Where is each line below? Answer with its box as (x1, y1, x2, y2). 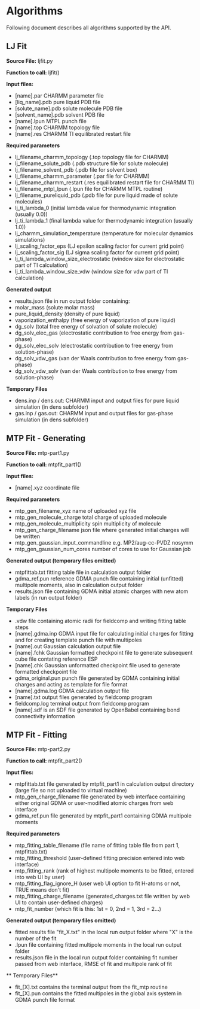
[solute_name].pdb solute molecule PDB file (14, 105, 123, 112)
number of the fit (14, 935, 57, 942)
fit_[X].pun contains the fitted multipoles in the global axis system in (14, 990, 182, 997)
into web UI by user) (14, 874, 65, 881)
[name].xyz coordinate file (14, 484, 80, 491)
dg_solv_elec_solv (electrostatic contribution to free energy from (14, 342, 173, 349)
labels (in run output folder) (14, 594, 82, 601)
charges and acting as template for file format (14, 680, 128, 688)
